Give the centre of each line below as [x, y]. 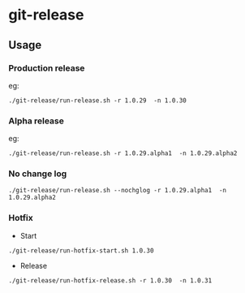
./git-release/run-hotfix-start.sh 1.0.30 [81, 250]
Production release [47, 68]
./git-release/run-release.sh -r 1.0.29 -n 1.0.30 [97, 100]
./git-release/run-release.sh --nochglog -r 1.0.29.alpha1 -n [118, 191]
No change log [38, 174]
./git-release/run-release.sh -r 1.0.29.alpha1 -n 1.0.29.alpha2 [123, 153]
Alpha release [37, 121]
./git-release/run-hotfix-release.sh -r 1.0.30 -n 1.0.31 [110, 280]
